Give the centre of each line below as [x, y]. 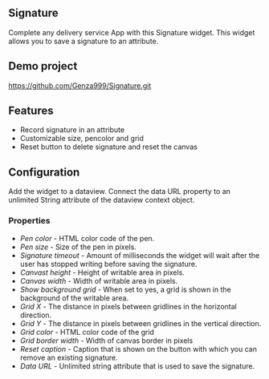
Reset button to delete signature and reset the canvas [109, 147]
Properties [29, 221]
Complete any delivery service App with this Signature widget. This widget [132, 32]
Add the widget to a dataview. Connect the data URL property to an [120, 192]
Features [31, 111]
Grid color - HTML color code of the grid [87, 332]
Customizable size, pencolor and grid [82, 139]
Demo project [43, 66]
